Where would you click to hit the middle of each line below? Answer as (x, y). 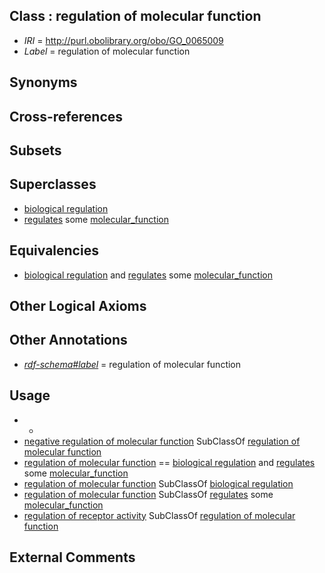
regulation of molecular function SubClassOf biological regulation (158, 483)
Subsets (35, 150)
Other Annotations (68, 340)
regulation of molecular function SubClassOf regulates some (148, 494)
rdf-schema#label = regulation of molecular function (132, 364)
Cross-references (66, 116)
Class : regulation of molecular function (135, 16)
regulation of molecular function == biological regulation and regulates (169, 462)
